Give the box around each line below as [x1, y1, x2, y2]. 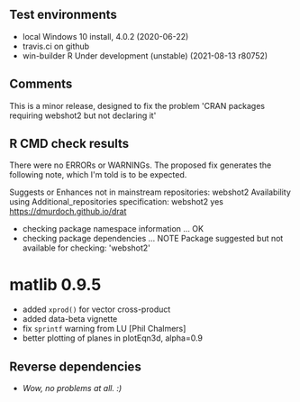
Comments [9, 77, 73, 92]
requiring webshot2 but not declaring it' [9, 110, 157, 121]
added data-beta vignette [22, 314, 118, 324]
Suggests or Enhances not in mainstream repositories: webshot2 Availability [9, 187, 291, 197]
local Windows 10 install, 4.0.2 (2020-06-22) [22, 31, 189, 41]
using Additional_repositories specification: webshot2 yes [9, 196, 223, 207]
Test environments [9, 7, 117, 23]
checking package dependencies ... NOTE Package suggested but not [22, 233, 284, 244]
